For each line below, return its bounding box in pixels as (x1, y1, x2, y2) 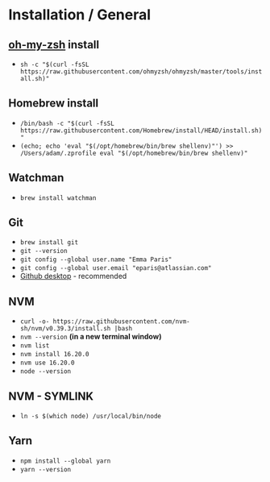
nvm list (19, 342, 50, 350)
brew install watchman (19, 193, 97, 202)
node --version (19, 368, 72, 376)
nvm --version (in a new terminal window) (19, 332, 162, 342)
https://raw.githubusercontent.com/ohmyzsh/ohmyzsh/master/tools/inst (19, 68, 263, 76)
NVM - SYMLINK (8, 389, 94, 403)
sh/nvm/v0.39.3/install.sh (19, 325, 111, 333)
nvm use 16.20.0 (19, 359, 75, 368)
